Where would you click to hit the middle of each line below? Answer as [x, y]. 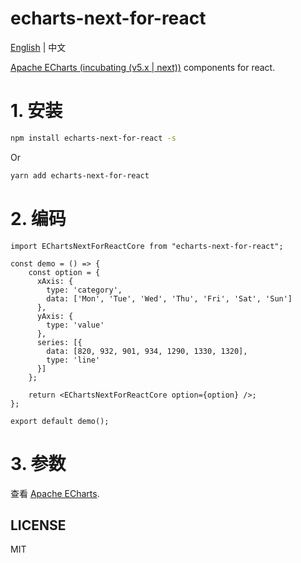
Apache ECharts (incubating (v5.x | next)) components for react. [143, 67]
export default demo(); [60, 421]
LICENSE [38, 525]
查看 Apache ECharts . [55, 493]
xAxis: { [55, 281]
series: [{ [59, 342]
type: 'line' [73, 360]
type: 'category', [84, 290]
